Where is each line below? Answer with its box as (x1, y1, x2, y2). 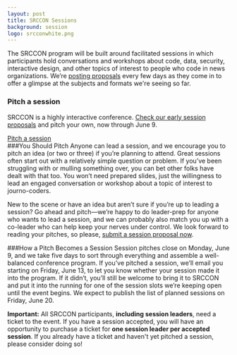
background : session (7, 23, 68, 30)
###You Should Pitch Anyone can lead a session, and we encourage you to (7, 142, 226, 150)
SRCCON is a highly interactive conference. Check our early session (7, 113, 206, 121)
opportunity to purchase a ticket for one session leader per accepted (7, 325, 210, 333)
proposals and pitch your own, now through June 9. (7, 120, 157, 129)
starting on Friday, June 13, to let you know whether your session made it (7, 266, 220, 275)
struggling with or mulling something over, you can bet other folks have (7, 163, 214, 173)
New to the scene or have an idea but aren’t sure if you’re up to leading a (7, 200, 219, 208)
